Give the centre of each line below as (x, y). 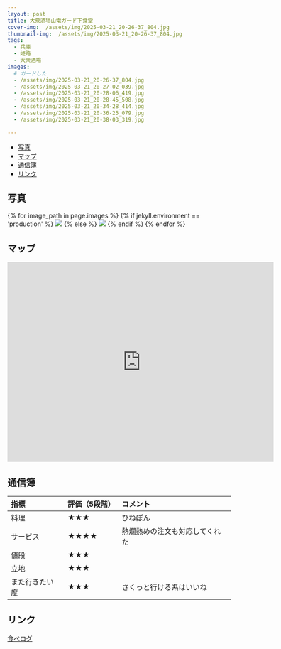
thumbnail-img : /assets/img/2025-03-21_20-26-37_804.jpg (95, 34)
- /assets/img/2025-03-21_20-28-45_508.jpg (79, 100)
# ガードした (31, 73)
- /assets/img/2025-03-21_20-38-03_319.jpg (79, 119)
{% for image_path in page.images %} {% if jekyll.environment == (104, 216)
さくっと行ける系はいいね (164, 587)
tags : (15, 41)
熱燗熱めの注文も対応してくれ (171, 532)
